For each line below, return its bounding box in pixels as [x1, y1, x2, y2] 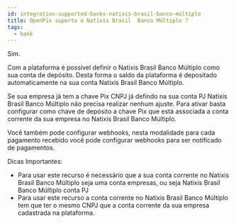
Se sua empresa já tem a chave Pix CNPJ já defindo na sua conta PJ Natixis [7, 92, 228, 101]
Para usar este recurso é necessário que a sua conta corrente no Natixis [17, 171, 230, 179]
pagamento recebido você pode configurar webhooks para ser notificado [7, 136, 222, 145]
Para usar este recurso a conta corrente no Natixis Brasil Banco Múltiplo [17, 194, 228, 202]
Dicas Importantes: [7, 157, 63, 166]
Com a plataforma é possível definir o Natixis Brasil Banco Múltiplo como [7, 63, 220, 72]
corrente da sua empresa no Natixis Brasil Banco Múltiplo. [7, 115, 177, 123]
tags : [7, 23, 23, 30]
